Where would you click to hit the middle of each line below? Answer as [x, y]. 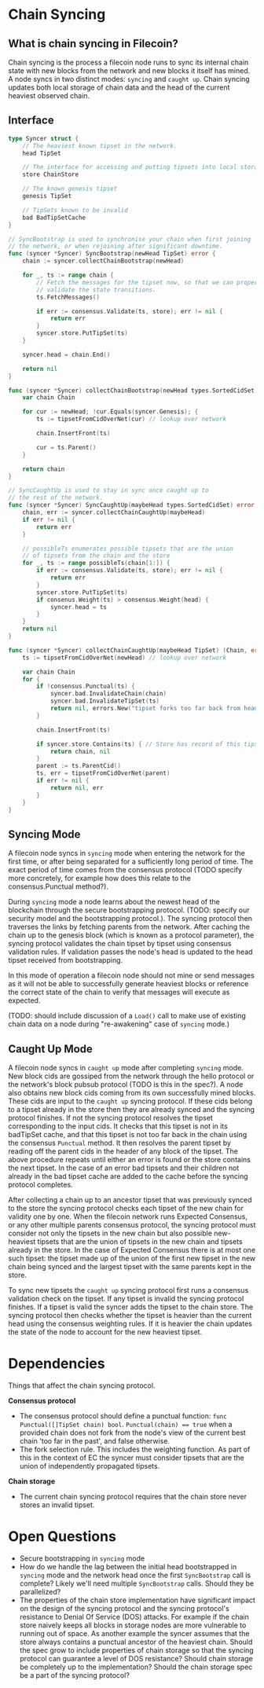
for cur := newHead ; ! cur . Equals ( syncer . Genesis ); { [110, 412]
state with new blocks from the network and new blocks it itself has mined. [129, 71]
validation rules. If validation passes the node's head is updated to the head [130, 952]
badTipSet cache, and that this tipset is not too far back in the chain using [128, 1135]
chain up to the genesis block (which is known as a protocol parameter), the [131, 935]
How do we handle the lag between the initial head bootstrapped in [128, 1566]
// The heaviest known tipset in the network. [100, 146]
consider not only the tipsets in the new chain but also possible [110, 1233]
